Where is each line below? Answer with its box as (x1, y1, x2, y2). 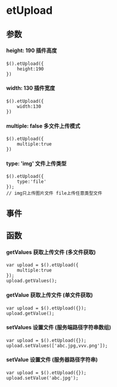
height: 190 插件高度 (6, 47, 57, 54)
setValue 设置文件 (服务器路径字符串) (6, 356, 98, 364)
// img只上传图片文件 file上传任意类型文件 (6, 190, 103, 197)
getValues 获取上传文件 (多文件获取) (6, 248, 96, 255)
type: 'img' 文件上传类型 (6, 160, 67, 167)
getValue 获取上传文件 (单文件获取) (6, 291, 94, 298)
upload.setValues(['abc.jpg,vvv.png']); (6, 343, 109, 349)
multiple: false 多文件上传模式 (6, 122, 81, 129)
